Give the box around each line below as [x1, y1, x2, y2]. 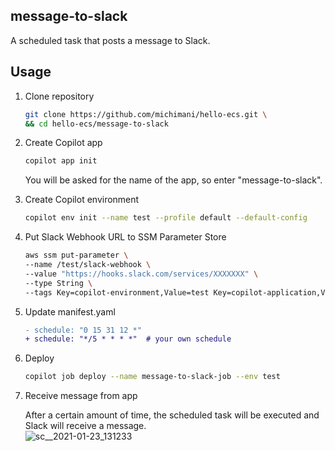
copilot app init [24, 156, 98, 166]
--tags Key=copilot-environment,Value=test [24, 287, 210, 298]
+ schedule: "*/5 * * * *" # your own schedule [24, 334, 232, 344]
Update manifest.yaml [24, 305, 116, 318]
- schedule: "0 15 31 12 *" [24, 325, 142, 335]
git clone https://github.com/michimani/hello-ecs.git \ [24, 109, 268, 119]
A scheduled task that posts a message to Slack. [10, 34, 211, 46]
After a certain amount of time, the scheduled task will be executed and [24, 409, 320, 421]
